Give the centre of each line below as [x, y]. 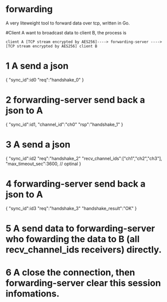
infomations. [33, 294]
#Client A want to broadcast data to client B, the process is [66, 32]
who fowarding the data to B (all [73, 239]
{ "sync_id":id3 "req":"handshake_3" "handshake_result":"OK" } [71, 208]
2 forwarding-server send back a [75, 100]
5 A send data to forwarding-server [80, 228]
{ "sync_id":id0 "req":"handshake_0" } [45, 80]
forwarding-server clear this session [83, 283]
